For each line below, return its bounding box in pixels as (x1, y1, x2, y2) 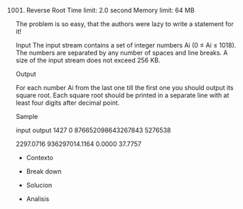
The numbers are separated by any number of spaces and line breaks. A (16, 49, 228, 57)
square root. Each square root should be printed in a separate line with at (16, 91, 229, 99)
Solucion (26, 181, 53, 189)
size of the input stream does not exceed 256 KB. (16, 56, 161, 64)
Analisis (26, 195, 50, 203)
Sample (16, 113, 38, 120)
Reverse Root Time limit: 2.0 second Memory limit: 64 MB (26, 6, 195, 14)
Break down (26, 167, 62, 176)
